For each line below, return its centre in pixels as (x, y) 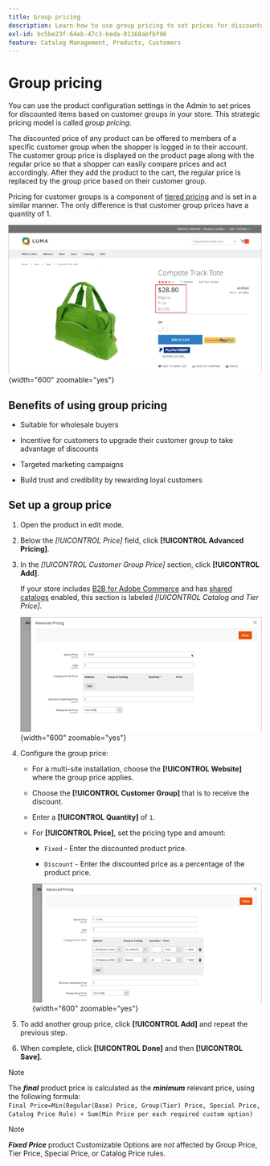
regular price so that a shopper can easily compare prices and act (118, 164)
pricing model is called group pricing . (70, 123)
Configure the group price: (64, 753)
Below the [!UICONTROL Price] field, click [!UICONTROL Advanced (132, 540)
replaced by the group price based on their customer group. (108, 181)
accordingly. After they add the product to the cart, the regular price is (125, 172)
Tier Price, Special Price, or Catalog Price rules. (87, 1153)
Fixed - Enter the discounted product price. (115, 848)
